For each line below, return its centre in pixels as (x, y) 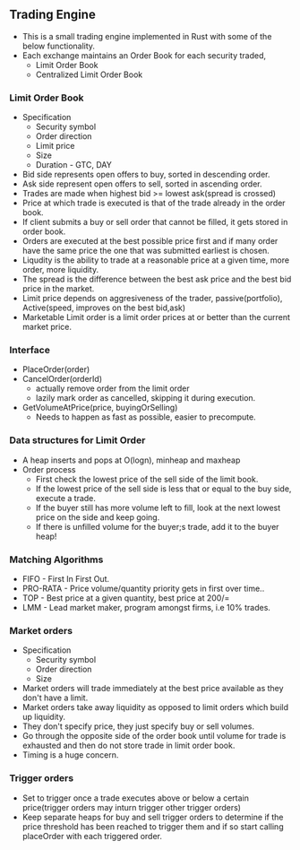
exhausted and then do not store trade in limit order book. (129, 746)
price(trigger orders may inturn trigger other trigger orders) (132, 807)
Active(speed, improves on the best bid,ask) (104, 308)
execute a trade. (66, 498)
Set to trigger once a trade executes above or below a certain (135, 798)
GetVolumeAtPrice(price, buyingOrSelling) (100, 408)
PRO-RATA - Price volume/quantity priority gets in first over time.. (143, 588)
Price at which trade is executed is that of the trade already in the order (154, 203)
